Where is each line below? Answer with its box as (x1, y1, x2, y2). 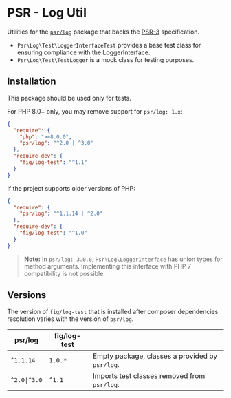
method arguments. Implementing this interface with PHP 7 (23, 262, 191, 270)
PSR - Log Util (7, 5, 87, 21)
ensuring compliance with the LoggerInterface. (16, 48, 151, 56)
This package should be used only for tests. (7, 94, 132, 102)
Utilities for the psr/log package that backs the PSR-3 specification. (7, 28, 200, 36)
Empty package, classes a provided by (92, 351, 218, 361)
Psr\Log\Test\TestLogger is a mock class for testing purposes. (16, 55, 195, 63)
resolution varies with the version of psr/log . (7, 315, 134, 323)
